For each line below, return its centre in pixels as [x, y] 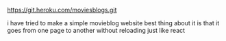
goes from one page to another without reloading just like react [96, 30]
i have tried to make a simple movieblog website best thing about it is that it [113, 23]
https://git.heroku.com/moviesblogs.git [62, 10]
